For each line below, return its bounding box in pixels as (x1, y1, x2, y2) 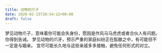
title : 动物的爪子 (5, 7, 39, 12)
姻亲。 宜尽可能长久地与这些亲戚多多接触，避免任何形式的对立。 (22, 43, 153, 49)
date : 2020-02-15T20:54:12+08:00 (5, 12, 74, 17)
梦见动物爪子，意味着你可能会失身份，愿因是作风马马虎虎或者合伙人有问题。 (5, 30, 160, 36)
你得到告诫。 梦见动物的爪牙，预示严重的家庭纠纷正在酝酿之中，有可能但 (5, 36, 153, 42)
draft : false (5, 16, 32, 21)
